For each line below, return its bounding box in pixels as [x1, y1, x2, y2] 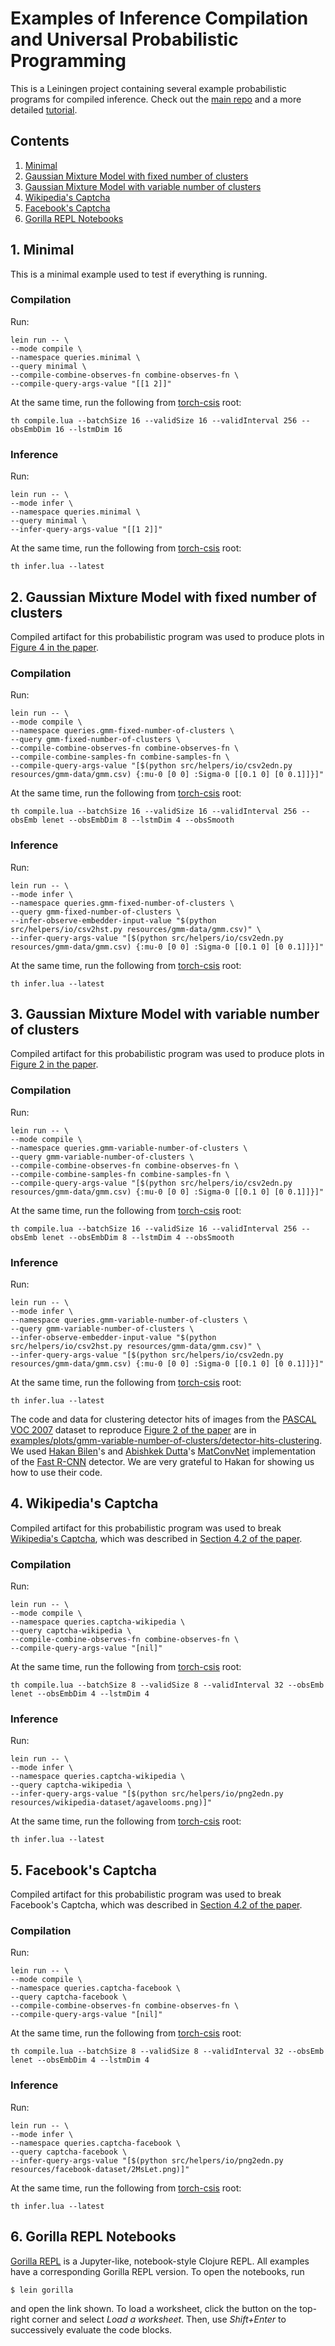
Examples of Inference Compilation [10, 7, 309, 30]
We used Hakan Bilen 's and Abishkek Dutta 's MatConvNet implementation [10, 1445, 317, 1457]
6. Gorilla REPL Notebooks [10, 2228, 177, 2246]
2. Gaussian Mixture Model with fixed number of [10, 588, 317, 606]
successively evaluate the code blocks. [10, 2323, 173, 2336]
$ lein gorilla [10, 2285, 74, 2295]
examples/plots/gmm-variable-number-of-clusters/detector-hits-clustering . [10, 1434, 323, 1446]
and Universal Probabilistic [10, 28, 239, 51]
